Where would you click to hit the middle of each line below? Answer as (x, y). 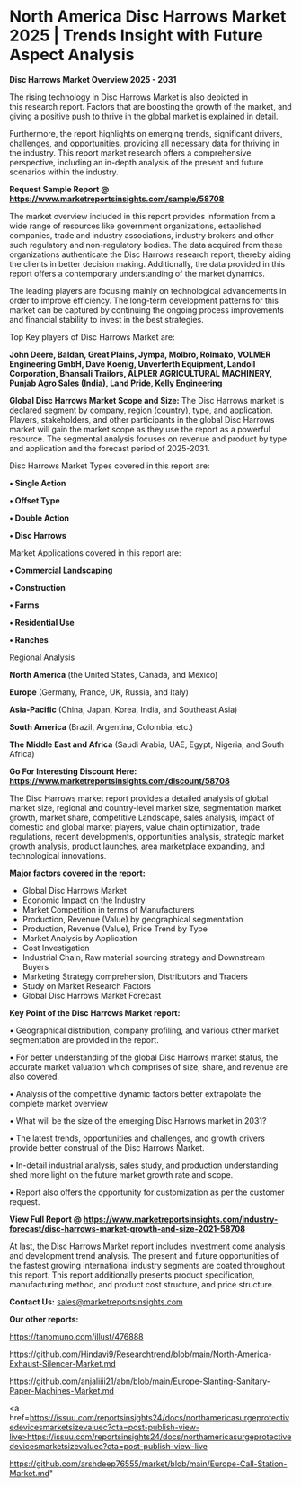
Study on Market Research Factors (86, 985)
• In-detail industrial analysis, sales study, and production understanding (144, 1165)
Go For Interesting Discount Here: (73, 771)
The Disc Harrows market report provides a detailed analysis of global (139, 798)
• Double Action (40, 518)
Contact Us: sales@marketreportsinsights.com (97, 1302)
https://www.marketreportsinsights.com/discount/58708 (120, 780)
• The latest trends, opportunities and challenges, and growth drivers (137, 1138)
